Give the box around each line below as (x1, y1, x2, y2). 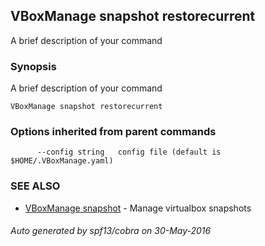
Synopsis (10, 59, 57, 73)
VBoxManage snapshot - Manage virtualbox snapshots (24, 202, 252, 214)
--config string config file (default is (36, 147, 222, 158)
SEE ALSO (10, 179, 61, 193)
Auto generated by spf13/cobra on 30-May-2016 (10, 225, 212, 237)
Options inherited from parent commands (10, 125, 217, 139)
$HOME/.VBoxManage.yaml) (10, 156, 114, 166)
